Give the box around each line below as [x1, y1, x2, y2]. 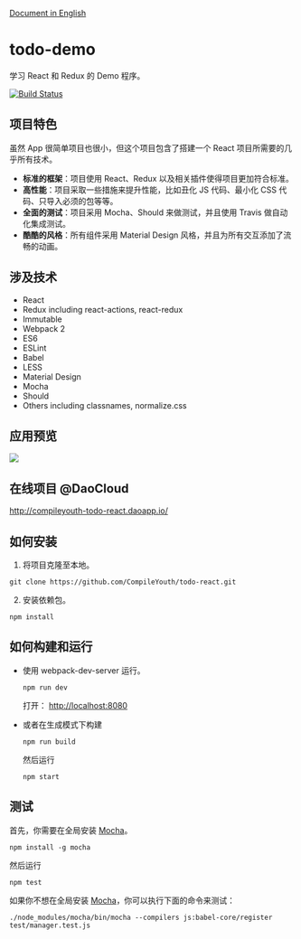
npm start [22, 772, 61, 781]
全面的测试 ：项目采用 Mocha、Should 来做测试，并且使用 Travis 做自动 [22, 207, 288, 218]
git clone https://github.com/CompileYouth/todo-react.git [9, 577, 237, 587]
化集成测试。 [22, 218, 71, 229]
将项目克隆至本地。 [22, 559, 95, 570]
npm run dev [22, 682, 68, 692]
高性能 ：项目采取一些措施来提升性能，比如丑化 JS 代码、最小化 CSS [22, 184, 277, 195]
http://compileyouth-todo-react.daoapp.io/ [9, 505, 169, 516]
